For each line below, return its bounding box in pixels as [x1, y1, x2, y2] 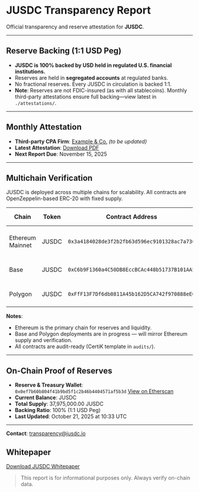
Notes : [6, 313, 23, 320]
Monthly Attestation [6, 122, 82, 132]
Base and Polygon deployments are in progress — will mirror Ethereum [14, 330, 188, 337]
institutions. [14, 67, 46, 75]
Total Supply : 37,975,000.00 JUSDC [14, 400, 104, 407]
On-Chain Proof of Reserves [6, 365, 113, 376]
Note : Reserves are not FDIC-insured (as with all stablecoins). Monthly [14, 86, 188, 94]
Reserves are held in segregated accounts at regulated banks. [14, 74, 169, 81]
